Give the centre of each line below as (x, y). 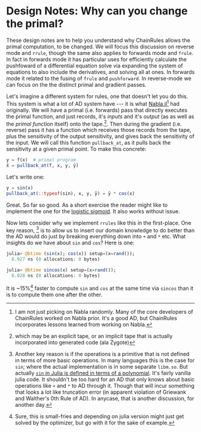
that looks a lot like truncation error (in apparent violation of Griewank (100, 392)
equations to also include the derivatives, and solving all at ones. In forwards (100, 72)
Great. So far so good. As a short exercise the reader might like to (87, 205)
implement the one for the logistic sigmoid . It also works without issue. (93, 211)
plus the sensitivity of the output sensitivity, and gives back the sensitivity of (100, 136)
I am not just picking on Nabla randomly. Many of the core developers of (104, 311)
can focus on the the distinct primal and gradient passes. (76, 84)
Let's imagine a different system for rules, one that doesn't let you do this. (97, 96)
